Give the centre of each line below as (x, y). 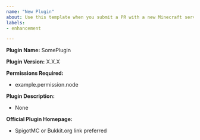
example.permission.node (46, 85)
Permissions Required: (35, 73)
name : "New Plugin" (30, 12)
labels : (16, 23)
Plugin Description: (31, 96)
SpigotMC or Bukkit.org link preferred (61, 131)
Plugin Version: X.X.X (33, 62)
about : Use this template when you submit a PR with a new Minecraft (94, 17)
